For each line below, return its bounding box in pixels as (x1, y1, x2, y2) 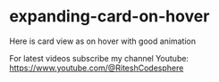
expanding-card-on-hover (9, 6, 210, 27)
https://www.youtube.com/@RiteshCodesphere (9, 62, 184, 73)
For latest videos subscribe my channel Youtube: (9, 53, 190, 63)
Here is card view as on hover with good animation (9, 36, 197, 46)
